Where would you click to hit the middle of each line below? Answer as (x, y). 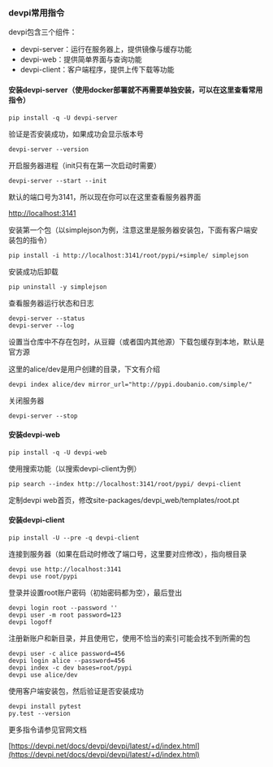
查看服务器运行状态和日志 (51, 303)
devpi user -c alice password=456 (67, 653)
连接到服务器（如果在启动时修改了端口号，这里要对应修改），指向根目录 (128, 553)
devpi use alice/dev (43, 675)
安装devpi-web (35, 435)
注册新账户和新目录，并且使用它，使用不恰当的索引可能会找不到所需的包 (129, 638)
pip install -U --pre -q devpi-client (74, 538)
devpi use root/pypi (43, 576)
